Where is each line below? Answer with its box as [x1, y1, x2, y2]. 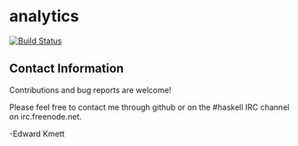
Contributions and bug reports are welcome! [9, 84, 172, 95]
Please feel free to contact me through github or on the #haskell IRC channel [9, 102, 290, 112]
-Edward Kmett [9, 128, 65, 139]
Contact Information [9, 61, 125, 76]
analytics [9, 6, 80, 27]
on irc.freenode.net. [9, 111, 83, 121]
